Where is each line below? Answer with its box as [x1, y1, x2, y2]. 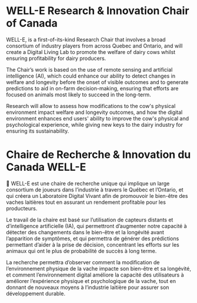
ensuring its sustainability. [6, 127, 69, 134]
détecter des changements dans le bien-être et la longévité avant [6, 228, 165, 235]
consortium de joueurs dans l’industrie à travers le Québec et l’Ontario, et [6, 186, 183, 193]
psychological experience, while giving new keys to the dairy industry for [6, 121, 183, 128]
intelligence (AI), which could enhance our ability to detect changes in [6, 72, 175, 79]
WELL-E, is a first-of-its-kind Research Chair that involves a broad [6, 36, 166, 43]
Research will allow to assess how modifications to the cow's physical [6, 102, 176, 109]
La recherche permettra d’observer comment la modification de [6, 258, 160, 265]
